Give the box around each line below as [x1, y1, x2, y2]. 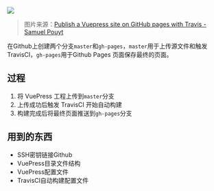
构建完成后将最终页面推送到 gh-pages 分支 [16, 109, 132, 117]
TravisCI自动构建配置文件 [16, 176, 89, 184]
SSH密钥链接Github [16, 151, 73, 159]
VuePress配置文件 [16, 168, 69, 176]
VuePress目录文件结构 [16, 159, 81, 167]
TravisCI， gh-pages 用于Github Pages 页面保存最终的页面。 [7, 51, 173, 58]
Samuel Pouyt [23, 28, 64, 36]
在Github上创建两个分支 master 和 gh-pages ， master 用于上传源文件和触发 [7, 42, 208, 50]
